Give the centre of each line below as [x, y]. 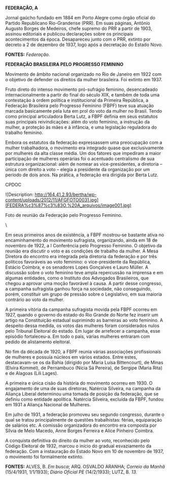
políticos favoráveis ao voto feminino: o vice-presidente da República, [78, 262]
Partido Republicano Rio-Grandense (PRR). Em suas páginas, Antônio [78, 23]
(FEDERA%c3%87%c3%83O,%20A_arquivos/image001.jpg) [69, 205]
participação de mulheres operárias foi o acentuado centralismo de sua [80, 158]
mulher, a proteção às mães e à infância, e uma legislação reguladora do [81, 127]
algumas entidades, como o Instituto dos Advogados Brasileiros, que [77, 278]
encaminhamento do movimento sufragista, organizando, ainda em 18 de [81, 240]
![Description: [20, 195]
